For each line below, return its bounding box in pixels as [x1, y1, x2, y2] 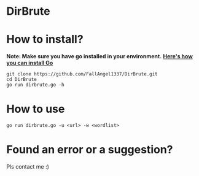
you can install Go [6, 59, 53, 67]
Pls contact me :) [6, 163, 49, 170]
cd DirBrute [6, 77, 37, 83]
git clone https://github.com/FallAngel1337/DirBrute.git [6, 71, 158, 77]
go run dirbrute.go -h [6, 82, 64, 88]
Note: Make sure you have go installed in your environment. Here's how [6, 53, 193, 60]
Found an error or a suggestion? [6, 143, 173, 157]
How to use [6, 102, 65, 116]
